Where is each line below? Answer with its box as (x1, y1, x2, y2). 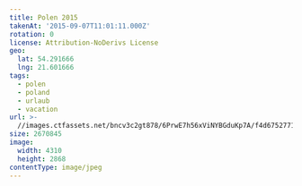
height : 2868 (17, 154, 67, 164)
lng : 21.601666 (17, 63, 75, 72)
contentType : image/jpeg (9, 163, 102, 172)
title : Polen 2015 (9, 13, 78, 22)
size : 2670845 (9, 130, 63, 139)
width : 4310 (17, 146, 63, 155)
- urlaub (17, 96, 50, 106)
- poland (17, 88, 50, 97)
